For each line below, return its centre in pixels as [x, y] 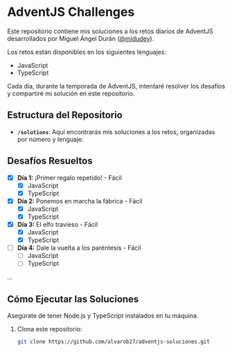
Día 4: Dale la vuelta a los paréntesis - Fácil [79, 248]
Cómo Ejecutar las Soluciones [73, 299]
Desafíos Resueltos [50, 161]
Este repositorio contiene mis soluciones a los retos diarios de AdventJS [110, 31]
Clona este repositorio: [50, 329]
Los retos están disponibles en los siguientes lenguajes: [87, 52]
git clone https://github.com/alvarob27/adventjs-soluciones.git [113, 342]
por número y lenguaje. [51, 139]
